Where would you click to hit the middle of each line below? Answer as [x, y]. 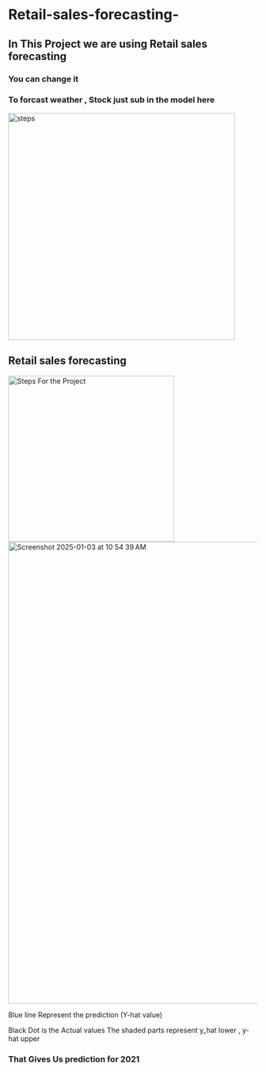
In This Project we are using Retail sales [108, 44]
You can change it [44, 78]
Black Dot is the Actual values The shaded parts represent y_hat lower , [124, 1030]
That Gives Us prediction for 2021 [74, 1059]
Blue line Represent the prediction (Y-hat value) [85, 1015]
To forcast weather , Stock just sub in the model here [112, 100]
